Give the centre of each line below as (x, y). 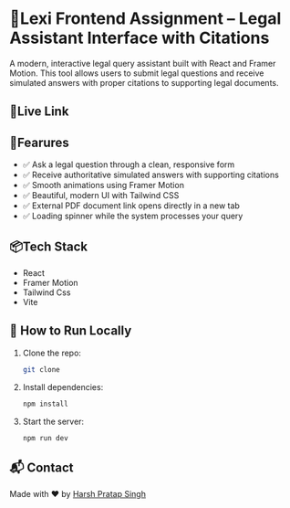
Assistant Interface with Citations (140, 38)
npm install (45, 404)
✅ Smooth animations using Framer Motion (104, 185)
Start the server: (53, 421)
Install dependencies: (63, 386)
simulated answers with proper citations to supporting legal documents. (145, 82)
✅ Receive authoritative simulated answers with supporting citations (151, 175)
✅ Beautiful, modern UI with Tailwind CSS (101, 196)
